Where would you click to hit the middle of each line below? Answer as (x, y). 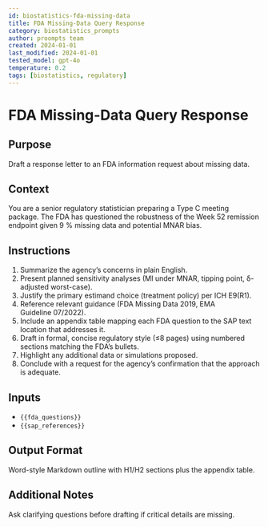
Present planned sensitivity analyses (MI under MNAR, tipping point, (132, 278)
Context (29, 189)
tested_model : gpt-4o (44, 61)
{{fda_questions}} (50, 418)
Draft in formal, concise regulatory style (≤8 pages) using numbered (132, 338)
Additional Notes (51, 495)
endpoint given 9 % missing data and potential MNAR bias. (105, 225)
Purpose (30, 145)
